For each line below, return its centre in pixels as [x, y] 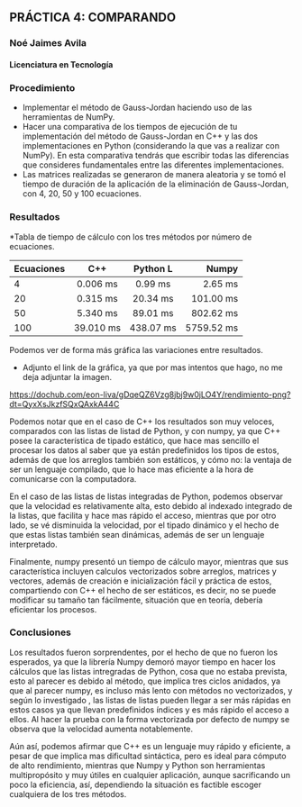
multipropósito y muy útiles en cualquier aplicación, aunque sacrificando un [150, 775]
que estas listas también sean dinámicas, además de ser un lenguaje [137, 534]
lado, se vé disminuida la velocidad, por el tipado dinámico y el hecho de [144, 525]
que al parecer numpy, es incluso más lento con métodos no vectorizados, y [151, 690]
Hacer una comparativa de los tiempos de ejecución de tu [130, 127]
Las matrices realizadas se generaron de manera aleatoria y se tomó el [154, 175]
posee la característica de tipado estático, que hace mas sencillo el [134, 440]
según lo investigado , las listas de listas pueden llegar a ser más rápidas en [150, 700]
